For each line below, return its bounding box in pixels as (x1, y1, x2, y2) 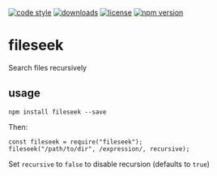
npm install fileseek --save (8, 108, 107, 116)
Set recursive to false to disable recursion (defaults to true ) (8, 159, 211, 169)
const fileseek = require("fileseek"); (8, 138, 143, 146)
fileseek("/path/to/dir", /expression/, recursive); (8, 144, 190, 153)
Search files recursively (8, 62, 87, 72)
